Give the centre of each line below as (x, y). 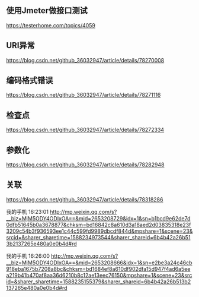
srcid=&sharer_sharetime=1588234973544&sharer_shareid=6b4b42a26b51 (98, 237)
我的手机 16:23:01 (28, 211)
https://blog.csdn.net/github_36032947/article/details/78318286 (85, 199)
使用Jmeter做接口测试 (47, 11)
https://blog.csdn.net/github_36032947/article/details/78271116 (84, 95)
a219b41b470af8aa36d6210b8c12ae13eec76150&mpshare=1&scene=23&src (99, 275)
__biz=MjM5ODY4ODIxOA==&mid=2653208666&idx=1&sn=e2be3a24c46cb (99, 263)
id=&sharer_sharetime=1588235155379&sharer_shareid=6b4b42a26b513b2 (99, 282)
